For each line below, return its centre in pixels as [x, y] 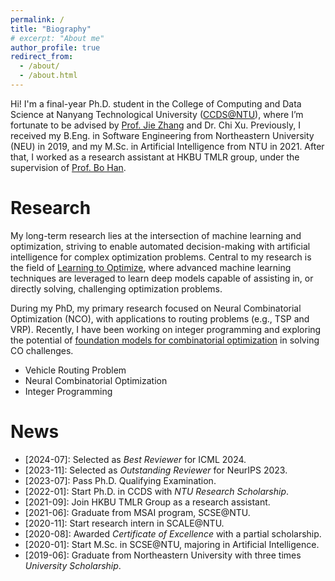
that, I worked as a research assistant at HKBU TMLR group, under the [155, 157]
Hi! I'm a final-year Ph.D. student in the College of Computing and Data [156, 103]
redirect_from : [42, 57]
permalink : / [37, 19]
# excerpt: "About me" [57, 38]
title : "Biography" [51, 29]
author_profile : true [55, 47]
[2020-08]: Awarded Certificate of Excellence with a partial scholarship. [173, 533]
